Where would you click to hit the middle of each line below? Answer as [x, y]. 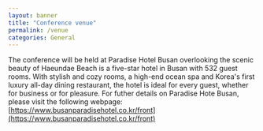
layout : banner [33, 15]
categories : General [42, 37]
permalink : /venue [38, 30]
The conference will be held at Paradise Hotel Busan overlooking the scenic [131, 60]
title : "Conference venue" [52, 23]
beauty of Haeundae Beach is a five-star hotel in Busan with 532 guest [123, 69]
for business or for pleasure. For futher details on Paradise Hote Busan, [124, 94]
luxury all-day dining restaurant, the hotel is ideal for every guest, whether [128, 85]
